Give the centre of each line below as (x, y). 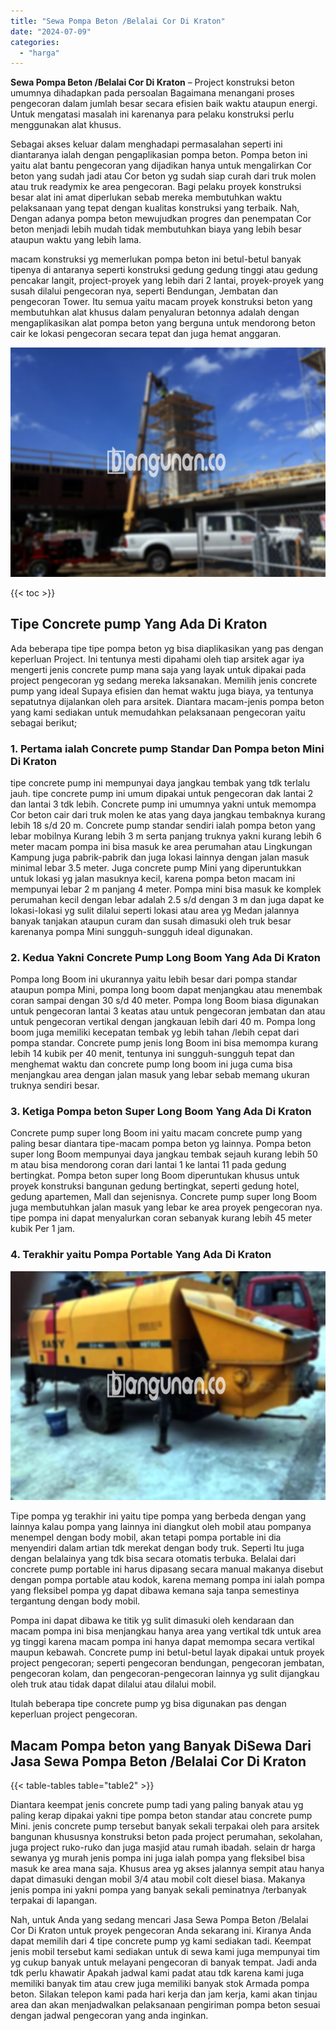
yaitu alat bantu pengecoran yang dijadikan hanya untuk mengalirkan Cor (161, 166)
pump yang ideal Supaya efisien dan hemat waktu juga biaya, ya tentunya (162, 691)
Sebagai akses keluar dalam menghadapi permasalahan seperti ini (146, 144)
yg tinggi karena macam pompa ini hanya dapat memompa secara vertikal (162, 1642)
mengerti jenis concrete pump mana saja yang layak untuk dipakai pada (158, 669)
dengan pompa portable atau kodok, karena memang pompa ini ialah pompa (167, 1580)
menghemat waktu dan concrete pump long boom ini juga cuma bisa (151, 1064)
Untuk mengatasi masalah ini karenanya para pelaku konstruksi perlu (152, 114)
